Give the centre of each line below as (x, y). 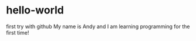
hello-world (35, 10)
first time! (18, 32)
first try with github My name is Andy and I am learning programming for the (98, 26)
